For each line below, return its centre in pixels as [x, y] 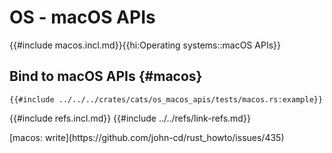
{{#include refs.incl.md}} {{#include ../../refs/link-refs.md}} [130, 118]
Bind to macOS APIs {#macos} [106, 76]
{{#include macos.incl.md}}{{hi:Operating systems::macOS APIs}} [145, 45]
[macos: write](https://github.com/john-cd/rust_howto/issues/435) [147, 137]
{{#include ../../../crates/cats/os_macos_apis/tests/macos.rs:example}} [166, 99]
